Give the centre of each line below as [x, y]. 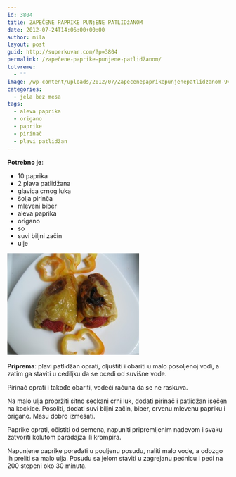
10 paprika [32, 175]
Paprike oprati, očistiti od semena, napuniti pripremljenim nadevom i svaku [115, 429]
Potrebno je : [25, 162]
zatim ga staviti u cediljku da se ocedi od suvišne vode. [87, 373]
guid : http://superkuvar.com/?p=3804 [63, 52]
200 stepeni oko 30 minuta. [47, 466]
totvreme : [22, 67]
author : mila [26, 37]
